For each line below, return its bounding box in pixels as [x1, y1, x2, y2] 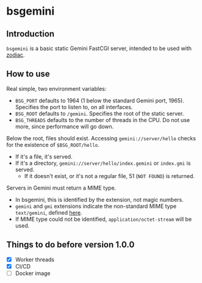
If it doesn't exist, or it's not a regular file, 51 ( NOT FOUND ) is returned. [24, 172, 195, 179]
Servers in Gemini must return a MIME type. [6, 184, 117, 192]
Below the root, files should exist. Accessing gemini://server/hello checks [6, 134, 197, 141]
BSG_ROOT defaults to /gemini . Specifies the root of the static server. [15, 110, 184, 117]
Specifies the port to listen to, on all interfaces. [15, 103, 133, 110]
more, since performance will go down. [15, 123, 114, 130]
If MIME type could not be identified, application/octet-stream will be [15, 215, 192, 223]
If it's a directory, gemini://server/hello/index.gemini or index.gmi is [15, 159, 191, 167]
